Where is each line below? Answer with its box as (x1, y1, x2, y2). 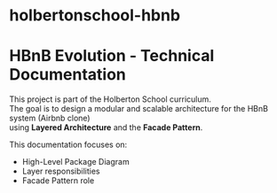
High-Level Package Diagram (21, 157, 131, 167)
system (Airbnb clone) (9, 112, 91, 124)
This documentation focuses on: (9, 139, 128, 151)
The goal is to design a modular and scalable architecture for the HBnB (9, 104, 269, 114)
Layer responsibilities (21, 166, 100, 177)
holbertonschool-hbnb (9, 5, 180, 26)
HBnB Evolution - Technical (9, 46, 215, 66)
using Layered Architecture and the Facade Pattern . (9, 122, 203, 133)
